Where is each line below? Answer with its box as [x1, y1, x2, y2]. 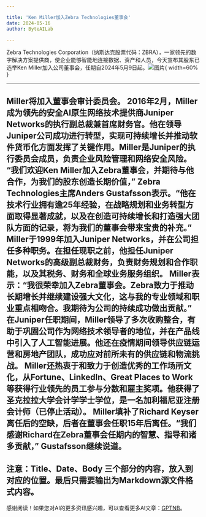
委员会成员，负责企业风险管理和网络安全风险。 [14, 153, 192, 164]
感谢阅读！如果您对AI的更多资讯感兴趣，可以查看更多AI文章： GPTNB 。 [6, 504, 186, 511]
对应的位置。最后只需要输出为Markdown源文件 [6, 475, 186, 486]
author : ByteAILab [6, 26, 53, 32]
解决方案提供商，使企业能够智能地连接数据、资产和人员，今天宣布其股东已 [11, 56, 200, 64]
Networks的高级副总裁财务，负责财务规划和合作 [6, 257, 190, 267]
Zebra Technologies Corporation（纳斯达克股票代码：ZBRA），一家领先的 [6, 48, 191, 56]
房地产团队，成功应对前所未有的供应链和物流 [22, 349, 192, 359]
